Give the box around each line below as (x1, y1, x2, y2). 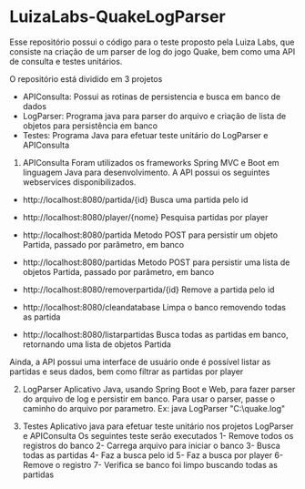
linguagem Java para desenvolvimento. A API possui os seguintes (22, 167, 270, 178)
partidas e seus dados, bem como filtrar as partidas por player (9, 366, 244, 377)
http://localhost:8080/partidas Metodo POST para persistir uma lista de (22, 257, 290, 268)
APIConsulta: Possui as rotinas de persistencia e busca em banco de (22, 91, 280, 102)
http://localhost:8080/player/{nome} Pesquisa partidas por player (22, 211, 269, 222)
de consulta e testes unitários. (9, 56, 123, 66)
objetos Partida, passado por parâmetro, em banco (22, 266, 215, 277)
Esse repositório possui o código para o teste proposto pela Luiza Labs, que (9, 36, 295, 47)
